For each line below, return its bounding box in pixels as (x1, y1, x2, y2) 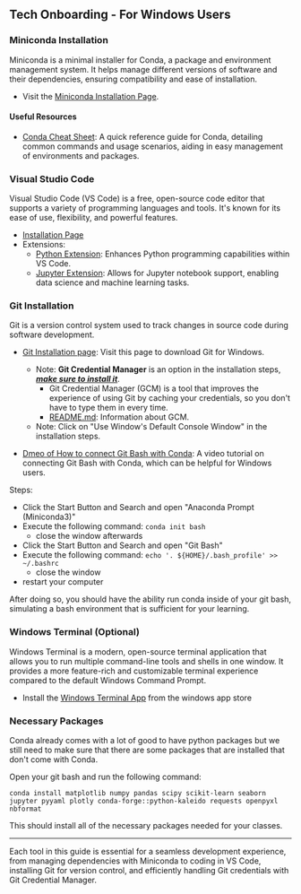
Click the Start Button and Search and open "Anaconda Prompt (21, 502, 254, 513)
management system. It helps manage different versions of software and (9, 64, 278, 74)
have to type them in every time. (48, 403, 168, 413)
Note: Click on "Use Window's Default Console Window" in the (35, 421, 268, 432)
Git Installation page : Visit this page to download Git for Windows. (21, 347, 265, 358)
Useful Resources (9, 111, 78, 122)
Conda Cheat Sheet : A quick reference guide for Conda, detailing (21, 131, 263, 142)
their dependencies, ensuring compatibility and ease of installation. (9, 74, 258, 84)
